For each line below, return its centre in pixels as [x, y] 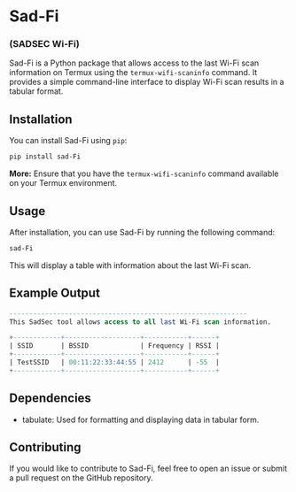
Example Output [55, 293]
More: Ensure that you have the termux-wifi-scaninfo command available [144, 173]
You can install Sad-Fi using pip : [68, 141]
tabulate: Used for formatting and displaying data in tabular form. [140, 419]
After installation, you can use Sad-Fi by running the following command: [142, 232]
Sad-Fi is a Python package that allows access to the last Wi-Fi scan [134, 63]
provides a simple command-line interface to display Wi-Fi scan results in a [147, 82]
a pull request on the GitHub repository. [81, 478]
